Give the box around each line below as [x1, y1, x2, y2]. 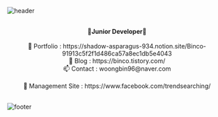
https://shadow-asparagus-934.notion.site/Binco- [62, 42, 207, 50]
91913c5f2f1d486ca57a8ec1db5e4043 [62, 49, 172, 57]
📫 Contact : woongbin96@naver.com [63, 64, 171, 73]
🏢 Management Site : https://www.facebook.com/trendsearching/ [23, 82, 211, 90]
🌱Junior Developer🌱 [87, 28, 147, 35]
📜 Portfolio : [27, 42, 61, 50]
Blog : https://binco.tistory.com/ [74, 57, 166, 65]
